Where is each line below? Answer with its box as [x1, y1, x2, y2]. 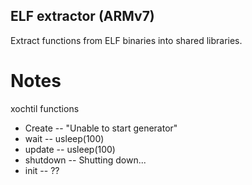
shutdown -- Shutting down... [24, 154, 147, 166]
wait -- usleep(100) [24, 132, 105, 144]
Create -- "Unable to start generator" [24, 122, 178, 134]
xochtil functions [10, 102, 80, 114]
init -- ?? [24, 164, 60, 176]
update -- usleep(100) [24, 143, 116, 155]
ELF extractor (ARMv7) [10, 8, 155, 25]
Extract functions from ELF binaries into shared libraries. [10, 34, 243, 46]
